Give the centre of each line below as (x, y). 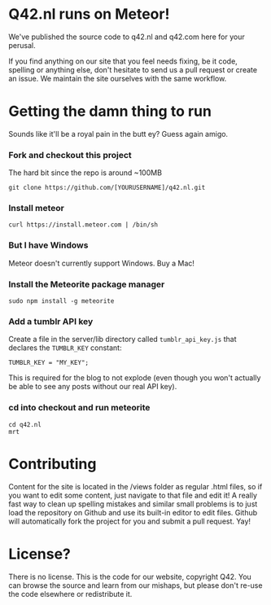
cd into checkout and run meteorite (79, 408)
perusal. (22, 45)
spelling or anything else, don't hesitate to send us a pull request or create (133, 69)
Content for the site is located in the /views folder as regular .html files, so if (135, 486)
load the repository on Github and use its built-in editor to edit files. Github (133, 512)
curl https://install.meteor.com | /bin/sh (83, 225)
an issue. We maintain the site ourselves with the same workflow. (118, 78)
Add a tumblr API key (51, 321)
